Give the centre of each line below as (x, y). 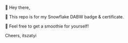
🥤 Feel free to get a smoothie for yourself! (47, 26)
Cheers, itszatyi (21, 36)
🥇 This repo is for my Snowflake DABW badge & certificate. (64, 17)
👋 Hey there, (18, 7)
